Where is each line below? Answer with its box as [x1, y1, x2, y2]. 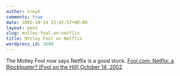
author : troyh [6, 8, 41, 15]
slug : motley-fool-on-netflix [6, 30, 80, 36]
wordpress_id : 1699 [6, 42, 54, 47]
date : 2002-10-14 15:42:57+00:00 [6, 19, 88, 25]
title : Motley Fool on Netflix [6, 36, 83, 42]
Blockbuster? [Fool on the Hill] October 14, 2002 [6, 63, 123, 70]
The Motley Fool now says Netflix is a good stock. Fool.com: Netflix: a [6, 57, 174, 64]
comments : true [6, 14, 43, 20]
